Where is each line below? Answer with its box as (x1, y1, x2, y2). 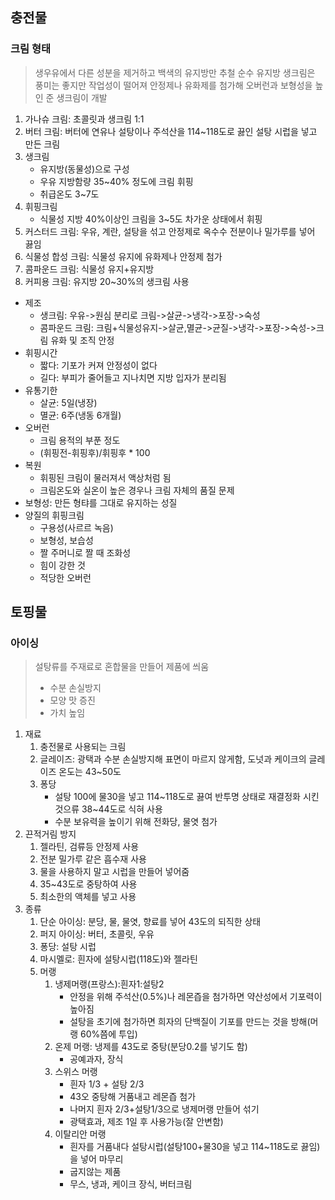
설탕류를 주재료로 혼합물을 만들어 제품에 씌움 (34, 661, 210, 673)
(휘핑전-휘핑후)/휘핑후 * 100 (39, 446, 151, 458)
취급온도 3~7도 (39, 188, 100, 200)
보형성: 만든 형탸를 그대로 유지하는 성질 (24, 496, 178, 508)
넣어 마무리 (80, 1153, 124, 1165)
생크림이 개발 (56, 91, 108, 103)
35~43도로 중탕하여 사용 (39, 878, 138, 890)
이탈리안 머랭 (54, 1128, 107, 1140)
